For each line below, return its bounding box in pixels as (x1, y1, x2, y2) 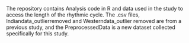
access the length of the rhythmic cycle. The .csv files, (6, 11, 140, 18)
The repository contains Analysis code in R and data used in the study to (6, 5, 184, 12)
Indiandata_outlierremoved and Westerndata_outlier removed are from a (6, 18, 182, 24)
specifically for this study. (6, 30, 69, 37)
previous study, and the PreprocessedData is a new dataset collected (6, 24, 176, 31)
